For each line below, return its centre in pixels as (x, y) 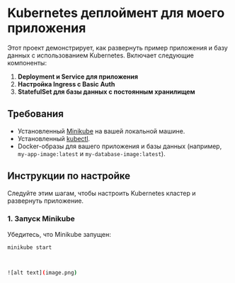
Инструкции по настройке (69, 176)
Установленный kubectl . (54, 138)
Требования (35, 114)
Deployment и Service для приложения (78, 77)
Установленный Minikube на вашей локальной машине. (101, 131)
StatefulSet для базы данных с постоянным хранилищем (107, 91)
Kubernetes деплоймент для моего (116, 13)
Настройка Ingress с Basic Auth (66, 84)
